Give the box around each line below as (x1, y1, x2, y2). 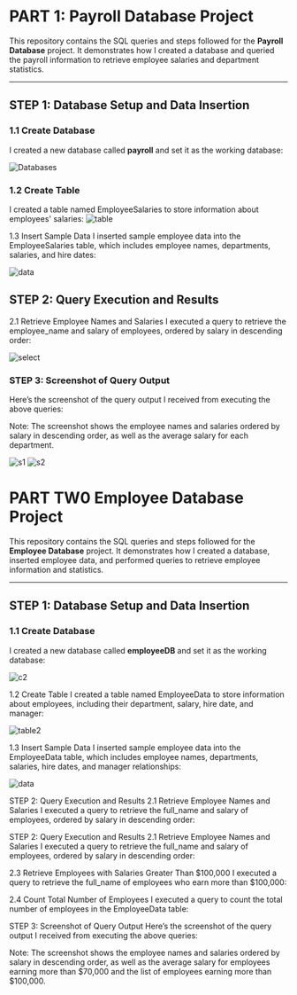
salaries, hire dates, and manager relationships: (9, 761, 182, 772)
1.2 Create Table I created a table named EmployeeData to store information (9, 689, 285, 700)
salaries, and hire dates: (9, 249, 96, 260)
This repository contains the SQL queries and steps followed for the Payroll (9, 35, 284, 46)
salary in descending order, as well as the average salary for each (9, 430, 249, 441)
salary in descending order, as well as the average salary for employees (9, 956, 270, 968)
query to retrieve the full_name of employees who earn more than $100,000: (9, 876, 287, 888)
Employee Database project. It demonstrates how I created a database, (9, 545, 270, 556)
